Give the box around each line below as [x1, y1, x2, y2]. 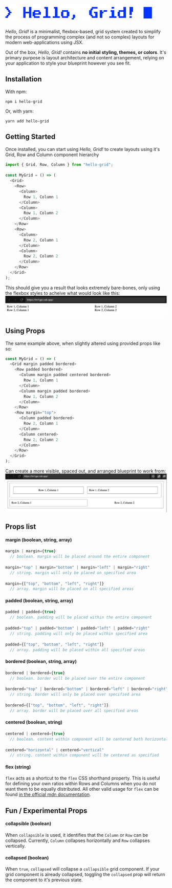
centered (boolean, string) [5, 719, 63, 725]
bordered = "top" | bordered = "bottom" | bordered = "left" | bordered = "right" [5, 686, 168, 692]
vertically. [5, 843, 26, 849]
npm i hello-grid [5, 99, 42, 104]
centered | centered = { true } [5, 731, 66, 736]
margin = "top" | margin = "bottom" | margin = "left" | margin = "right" [5, 565, 150, 570]
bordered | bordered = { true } [5, 670, 66, 676]
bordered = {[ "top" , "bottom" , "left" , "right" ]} [5, 703, 109, 708]
